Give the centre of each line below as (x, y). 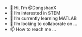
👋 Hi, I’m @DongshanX (33, 8)
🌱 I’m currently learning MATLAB (43, 18)
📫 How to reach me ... (33, 29)
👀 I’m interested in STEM (35, 13)
